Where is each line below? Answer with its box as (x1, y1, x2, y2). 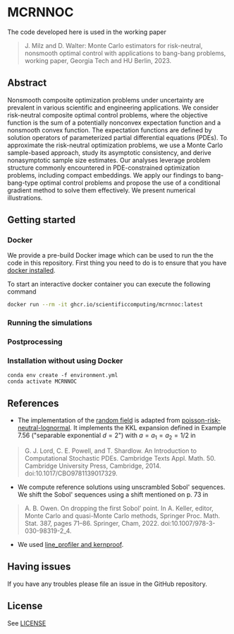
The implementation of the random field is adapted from (17, 416, 181, 425)
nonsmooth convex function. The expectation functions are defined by (7, 125, 212, 134)
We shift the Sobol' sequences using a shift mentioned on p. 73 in (17, 490, 209, 499)
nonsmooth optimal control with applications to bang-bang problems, (24, 49, 226, 57)
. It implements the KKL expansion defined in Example (70, 424, 227, 432)
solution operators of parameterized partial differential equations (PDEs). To (7, 133, 228, 142)
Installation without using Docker (7, 356, 123, 366)
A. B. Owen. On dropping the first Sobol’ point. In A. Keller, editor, (24, 504, 214, 513)
